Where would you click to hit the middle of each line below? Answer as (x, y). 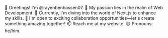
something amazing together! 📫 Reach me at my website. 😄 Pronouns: (79, 24)
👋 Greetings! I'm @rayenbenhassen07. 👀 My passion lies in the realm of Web (84, 8)
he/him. (13, 31)
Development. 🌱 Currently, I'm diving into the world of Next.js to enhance (80, 13)
